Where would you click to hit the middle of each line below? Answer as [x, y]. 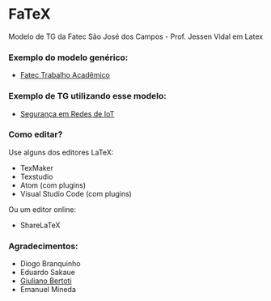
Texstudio [36, 176]
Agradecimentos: [43, 246]
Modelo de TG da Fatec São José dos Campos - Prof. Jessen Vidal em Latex [136, 36]
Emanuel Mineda [48, 290]
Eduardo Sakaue [47, 273]
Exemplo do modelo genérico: [68, 57]
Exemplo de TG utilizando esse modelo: [88, 96]
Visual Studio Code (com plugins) [76, 193]
